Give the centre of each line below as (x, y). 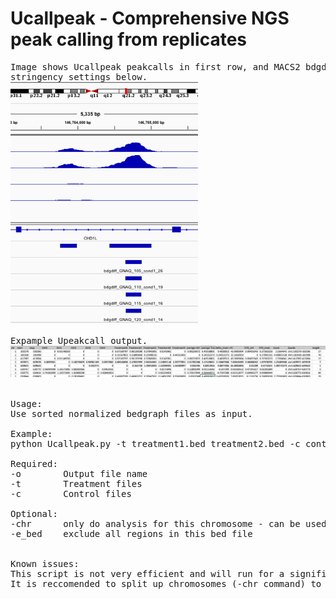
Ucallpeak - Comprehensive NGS (150, 18)
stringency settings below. (79, 76)
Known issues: (45, 564)
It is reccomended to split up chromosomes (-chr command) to (166, 584)
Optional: (34, 514)
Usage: (26, 404)
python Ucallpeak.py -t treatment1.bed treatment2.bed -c (155, 444)
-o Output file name (79, 474)
